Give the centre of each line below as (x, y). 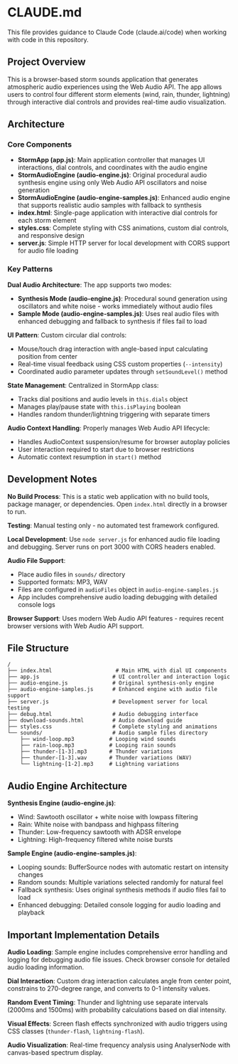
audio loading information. (46, 967)
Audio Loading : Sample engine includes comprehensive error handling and (118, 952)
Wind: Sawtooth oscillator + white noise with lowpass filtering (108, 817)
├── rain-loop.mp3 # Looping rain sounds (98, 746)
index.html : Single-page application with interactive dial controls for (118, 213)
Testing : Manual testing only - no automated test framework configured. (113, 525)
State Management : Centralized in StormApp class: (83, 385)
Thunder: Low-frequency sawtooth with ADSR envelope (99, 832)
